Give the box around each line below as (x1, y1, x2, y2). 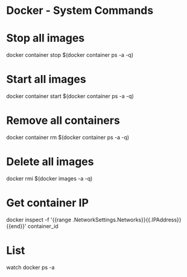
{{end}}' (6, 222, 27, 230)
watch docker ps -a (6, 264, 55, 271)
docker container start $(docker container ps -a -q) (6, 93, 134, 100)
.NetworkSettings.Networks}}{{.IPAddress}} (72, 216, 182, 223)
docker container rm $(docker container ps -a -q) (6, 134, 130, 141)
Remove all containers (6, 114, 121, 128)
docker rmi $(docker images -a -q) (6, 175, 93, 182)
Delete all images (6, 155, 94, 169)
